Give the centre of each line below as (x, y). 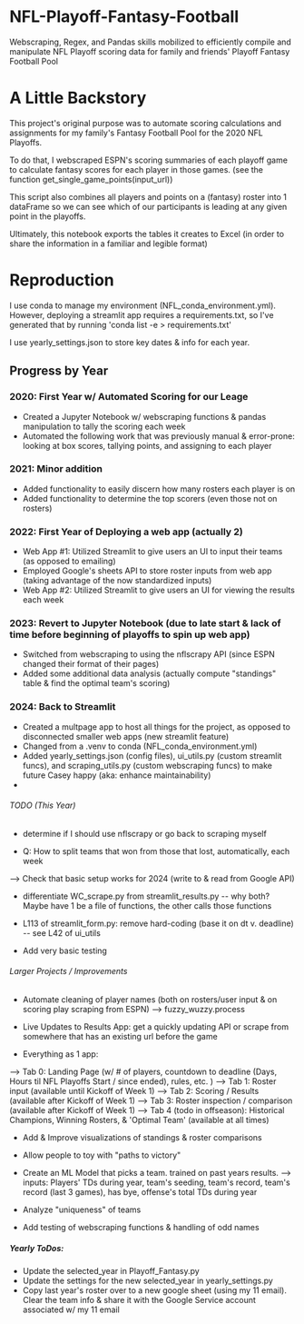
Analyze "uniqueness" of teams (82, 1210)
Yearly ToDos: (37, 1248)
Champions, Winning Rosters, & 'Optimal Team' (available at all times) (139, 1120)
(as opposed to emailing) (69, 562)
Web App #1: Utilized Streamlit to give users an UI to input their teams (152, 552)
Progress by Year (59, 371)
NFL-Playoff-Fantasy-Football (124, 17)
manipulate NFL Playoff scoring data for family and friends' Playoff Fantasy (150, 51)
